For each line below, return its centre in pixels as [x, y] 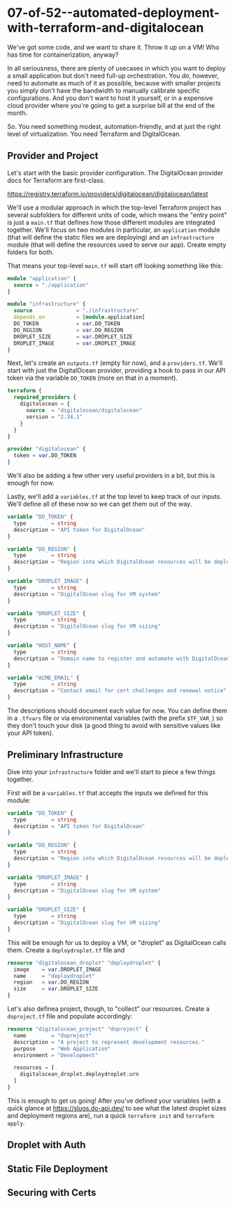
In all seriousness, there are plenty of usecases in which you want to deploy [116, 68]
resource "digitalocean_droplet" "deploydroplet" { [84, 963]
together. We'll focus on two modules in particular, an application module [114, 230]
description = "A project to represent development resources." [109, 1042]
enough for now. [31, 483]
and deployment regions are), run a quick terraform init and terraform [111, 1115]
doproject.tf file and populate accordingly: [70, 1017]
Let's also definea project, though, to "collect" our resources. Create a [108, 1009]
